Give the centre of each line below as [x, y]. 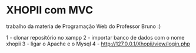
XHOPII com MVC [50, 10]
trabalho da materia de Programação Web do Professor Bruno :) [83, 26]
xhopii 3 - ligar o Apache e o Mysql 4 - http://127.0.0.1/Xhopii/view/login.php [98, 44]
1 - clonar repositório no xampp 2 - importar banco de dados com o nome [95, 37]
